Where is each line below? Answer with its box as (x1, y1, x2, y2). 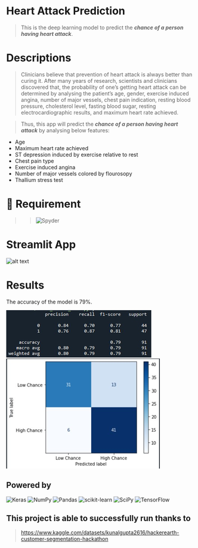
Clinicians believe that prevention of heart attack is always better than (20, 70, 193, 78)
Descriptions (6, 51, 72, 65)
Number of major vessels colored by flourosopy (14, 170, 132, 177)
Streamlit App (6, 238, 76, 251)
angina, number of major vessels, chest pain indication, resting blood (20, 96, 191, 103)
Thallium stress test (14, 176, 64, 183)
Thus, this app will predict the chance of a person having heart (20, 120, 178, 128)
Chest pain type (14, 157, 54, 165)
